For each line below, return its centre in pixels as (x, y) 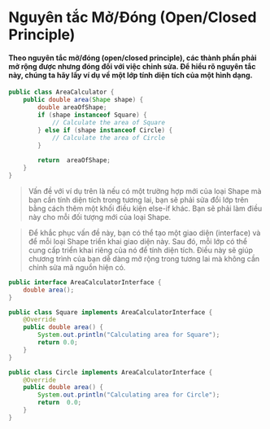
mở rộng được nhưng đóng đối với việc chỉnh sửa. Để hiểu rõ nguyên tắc (132, 66)
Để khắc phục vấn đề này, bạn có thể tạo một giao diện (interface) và (144, 233)
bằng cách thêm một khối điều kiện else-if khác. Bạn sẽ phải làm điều (145, 208)
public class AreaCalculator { (61, 92)
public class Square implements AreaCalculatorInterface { (111, 312)
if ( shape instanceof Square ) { (93, 115)
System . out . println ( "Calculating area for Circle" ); (129, 395)
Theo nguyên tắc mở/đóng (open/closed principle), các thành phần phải (133, 58)
